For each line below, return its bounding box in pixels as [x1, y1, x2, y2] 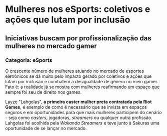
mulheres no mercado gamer [5, 41, 97, 50]
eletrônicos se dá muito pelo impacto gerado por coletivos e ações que [5, 73, 152, 79]
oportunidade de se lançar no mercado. [5, 125, 87, 131]
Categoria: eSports [5, 56, 52, 63]
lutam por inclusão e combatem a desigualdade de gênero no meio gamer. [5, 78, 158, 84]
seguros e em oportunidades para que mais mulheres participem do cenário [5, 109, 162, 115]
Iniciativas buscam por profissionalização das [5, 34, 151, 42]
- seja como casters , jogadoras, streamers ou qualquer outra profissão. [5, 115, 152, 121]
